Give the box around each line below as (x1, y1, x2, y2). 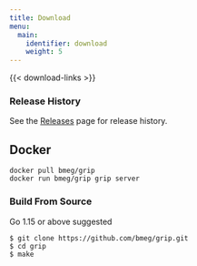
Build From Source (9, 195, 93, 208)
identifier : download (25, 38, 107, 48)
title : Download (9, 13, 71, 23)
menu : (9, 22, 30, 31)
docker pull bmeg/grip (9, 166, 95, 176)
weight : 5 (25, 47, 64, 56)
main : (17, 30, 39, 39)
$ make (9, 250, 34, 259)
